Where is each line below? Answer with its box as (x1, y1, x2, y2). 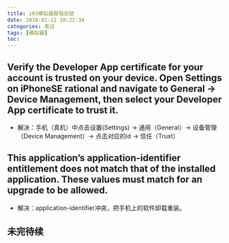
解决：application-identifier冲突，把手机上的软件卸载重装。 (17, 204, 186, 212)
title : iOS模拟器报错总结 (7, 10, 74, 17)
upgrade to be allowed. (7, 184, 108, 196)
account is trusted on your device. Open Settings (7, 72, 223, 83)
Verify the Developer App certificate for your (7, 61, 203, 73)
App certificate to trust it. (7, 104, 119, 116)
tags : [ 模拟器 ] (7, 29, 48, 36)
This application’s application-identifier (7, 152, 181, 164)
